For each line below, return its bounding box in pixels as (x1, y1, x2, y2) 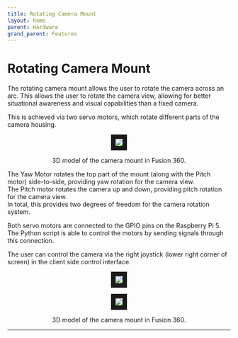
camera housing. (7, 120, 57, 129)
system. (7, 208, 30, 216)
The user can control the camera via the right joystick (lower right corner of (7, 250, 228, 259)
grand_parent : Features (7, 30, 78, 38)
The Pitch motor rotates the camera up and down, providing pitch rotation (7, 185, 222, 193)
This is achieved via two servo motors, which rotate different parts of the (7, 113, 220, 121)
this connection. (7, 237, 55, 245)
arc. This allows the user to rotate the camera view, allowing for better (7, 91, 211, 100)
